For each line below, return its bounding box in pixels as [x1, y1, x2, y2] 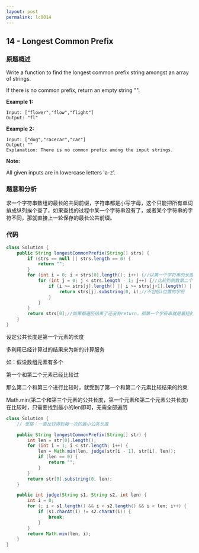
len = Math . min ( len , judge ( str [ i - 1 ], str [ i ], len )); [37, 449, 176, 455]
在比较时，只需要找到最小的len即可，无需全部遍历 [6, 403, 128, 411]
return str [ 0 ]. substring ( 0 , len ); [27, 476, 113, 482]
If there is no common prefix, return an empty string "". [6, 87, 140, 94]
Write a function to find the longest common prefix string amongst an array [6, 69, 190, 76]
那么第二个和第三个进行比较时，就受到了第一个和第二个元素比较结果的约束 [6, 383, 188, 390]
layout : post [6, 8, 38, 15]
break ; [48, 514, 65, 520]
